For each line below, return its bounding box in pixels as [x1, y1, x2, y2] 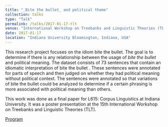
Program [5, 116, 23, 122]
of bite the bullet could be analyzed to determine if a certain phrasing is [5, 80, 152, 86]
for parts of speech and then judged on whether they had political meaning [5, 70, 160, 76]
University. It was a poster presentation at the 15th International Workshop [5, 101, 158, 107]
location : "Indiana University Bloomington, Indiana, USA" [5, 35, 131, 40]
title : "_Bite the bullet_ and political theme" [5, 7, 108, 12]
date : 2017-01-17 [5, 30, 41, 35]
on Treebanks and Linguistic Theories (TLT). [5, 106, 96, 112]
